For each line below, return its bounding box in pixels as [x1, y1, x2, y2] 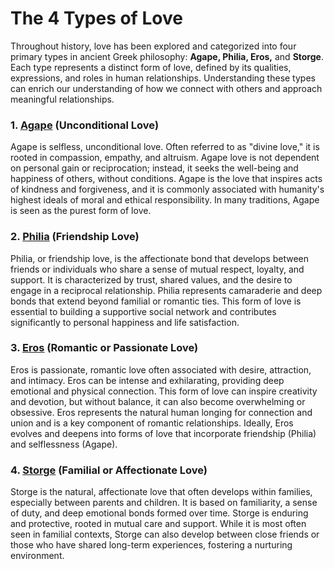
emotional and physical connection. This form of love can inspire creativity [10, 385, 318, 397]
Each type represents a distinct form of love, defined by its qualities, [10, 61, 292, 73]
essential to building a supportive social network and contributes [10, 305, 277, 317]
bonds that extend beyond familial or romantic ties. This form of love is [10, 295, 302, 307]
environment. [10, 550, 65, 562]
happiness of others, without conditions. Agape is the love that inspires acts [10, 173, 323, 185]
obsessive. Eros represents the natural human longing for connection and [10, 406, 313, 418]
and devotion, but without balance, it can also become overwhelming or [10, 395, 306, 407]
